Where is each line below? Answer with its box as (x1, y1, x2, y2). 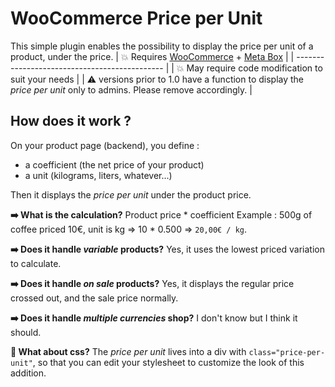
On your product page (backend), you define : (10, 139, 200, 151)
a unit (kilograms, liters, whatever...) (24, 169, 173, 181)
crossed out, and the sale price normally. (10, 292, 179, 304)
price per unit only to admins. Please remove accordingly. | (10, 83, 253, 96)
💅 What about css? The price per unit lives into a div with (10, 345, 247, 357)
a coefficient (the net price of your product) (24, 158, 205, 171)
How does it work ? (10, 113, 132, 130)
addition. (10, 367, 47, 379)
